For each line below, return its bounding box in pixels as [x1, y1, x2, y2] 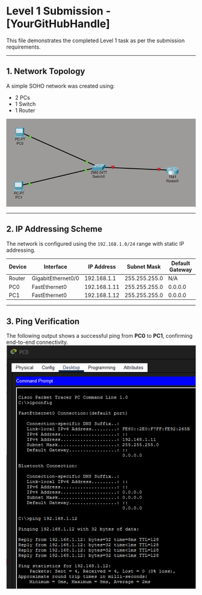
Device [8, 263, 27, 270]
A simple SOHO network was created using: [6, 82, 115, 90]
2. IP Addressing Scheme [6, 224, 103, 234]
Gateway [169, 266, 192, 273]
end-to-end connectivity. [6, 338, 69, 346]
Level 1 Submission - [6, 4, 111, 18]
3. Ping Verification [6, 316, 80, 326]
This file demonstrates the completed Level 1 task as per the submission [6, 37, 185, 44]
